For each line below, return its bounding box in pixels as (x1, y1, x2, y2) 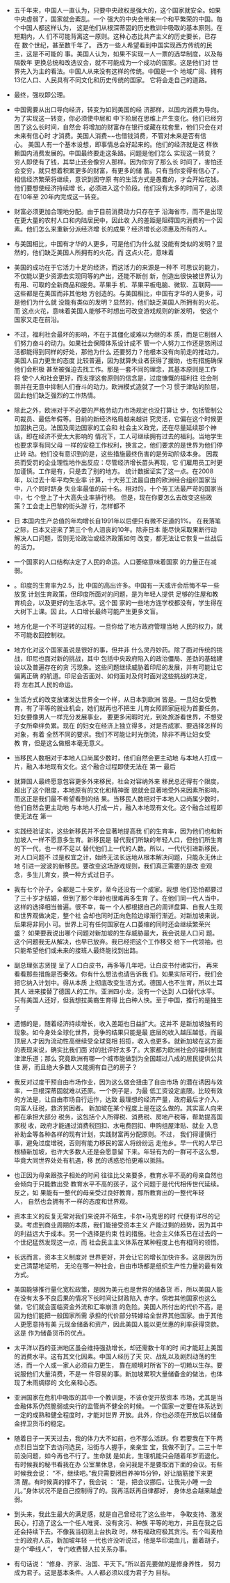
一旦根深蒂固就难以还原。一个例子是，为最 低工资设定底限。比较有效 (26, 1087, 223, 1094)
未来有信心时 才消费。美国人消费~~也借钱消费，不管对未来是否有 (13, 132, 201, 139)
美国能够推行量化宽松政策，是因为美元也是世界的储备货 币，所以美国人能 (13, 1285, 223, 1293)
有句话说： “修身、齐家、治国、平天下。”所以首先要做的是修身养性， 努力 (13, 1560, 221, 1568)
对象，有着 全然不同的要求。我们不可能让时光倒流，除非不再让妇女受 (13, 731, 211, 738)
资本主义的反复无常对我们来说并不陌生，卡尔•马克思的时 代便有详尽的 (13, 1212, 214, 1220)
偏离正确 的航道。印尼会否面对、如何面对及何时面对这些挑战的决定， (13, 672, 211, 680)
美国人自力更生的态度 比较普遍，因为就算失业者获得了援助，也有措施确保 (13, 356, 223, 365)
